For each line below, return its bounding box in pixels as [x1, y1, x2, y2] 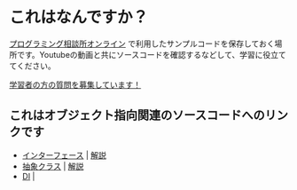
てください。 [9, 60, 56, 71]
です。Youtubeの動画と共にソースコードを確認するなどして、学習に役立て [16, 49, 286, 59]
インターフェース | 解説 [21, 149, 106, 160]
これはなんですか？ [9, 7, 149, 28]
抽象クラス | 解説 [21, 161, 84, 171]
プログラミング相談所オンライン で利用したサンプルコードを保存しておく [9, 38, 275, 49]
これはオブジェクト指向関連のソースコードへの [9, 107, 265, 123]
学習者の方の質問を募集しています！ [9, 79, 142, 90]
